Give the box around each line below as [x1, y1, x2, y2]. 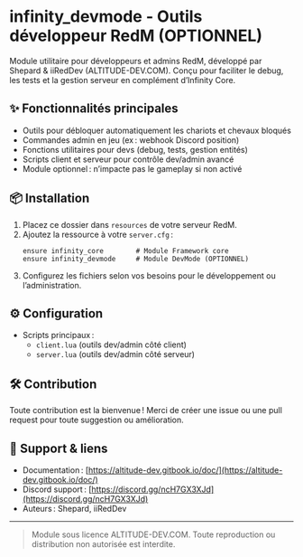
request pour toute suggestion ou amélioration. [9, 414, 185, 426]
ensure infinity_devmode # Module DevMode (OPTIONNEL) [22, 254, 250, 263]
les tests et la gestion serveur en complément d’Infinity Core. [9, 74, 236, 85]
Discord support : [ [22, 484, 92, 495]
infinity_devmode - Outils [9, 6, 203, 27]
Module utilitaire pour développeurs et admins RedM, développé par [9, 55, 262, 66]
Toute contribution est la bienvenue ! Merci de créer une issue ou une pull [9, 405, 282, 416]
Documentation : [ [22, 465, 89, 476]
